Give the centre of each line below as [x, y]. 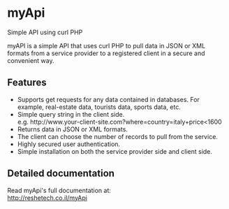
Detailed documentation [61, 174]
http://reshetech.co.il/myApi [47, 198]
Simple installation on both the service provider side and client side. [115, 151]
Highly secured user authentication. [69, 144]
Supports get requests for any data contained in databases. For [109, 99]
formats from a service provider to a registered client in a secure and [106, 53]
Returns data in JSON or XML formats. [72, 129]
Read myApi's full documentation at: [59, 190]
